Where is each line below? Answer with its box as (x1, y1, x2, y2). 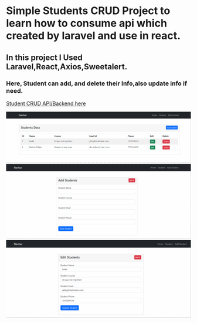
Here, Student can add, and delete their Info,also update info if (6, 79, 188, 88)
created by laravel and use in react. (6, 29, 181, 42)
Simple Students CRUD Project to (6, 4, 171, 18)
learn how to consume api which (6, 16, 167, 30)
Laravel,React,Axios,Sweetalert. (6, 62, 128, 72)
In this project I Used (6, 52, 83, 62)
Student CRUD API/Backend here (6, 100, 86, 107)
